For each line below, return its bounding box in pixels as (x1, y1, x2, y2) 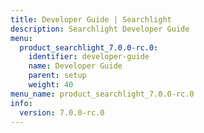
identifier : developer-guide (28, 52, 150, 62)
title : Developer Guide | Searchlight (10, 14, 172, 25)
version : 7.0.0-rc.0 (19, 107, 105, 118)
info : (10, 98, 33, 108)
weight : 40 (28, 80, 74, 90)
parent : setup (28, 71, 87, 81)
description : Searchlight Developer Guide (10, 24, 190, 34)
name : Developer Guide (28, 61, 123, 71)
